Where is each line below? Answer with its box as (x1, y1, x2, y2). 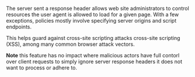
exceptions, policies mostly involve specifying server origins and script (6, 17, 177, 24)
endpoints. (6, 23, 32, 30)
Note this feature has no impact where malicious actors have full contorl (6, 52, 180, 58)
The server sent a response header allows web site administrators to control (6, 5, 190, 12)
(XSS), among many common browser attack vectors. (6, 41, 135, 47)
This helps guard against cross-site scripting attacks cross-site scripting (6, 35, 180, 41)
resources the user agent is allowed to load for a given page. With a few (6, 11, 179, 18)
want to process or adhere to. (6, 64, 78, 71)
